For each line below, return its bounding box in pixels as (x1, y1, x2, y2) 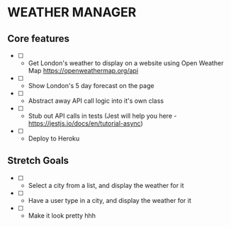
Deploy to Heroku (28, 134, 80, 143)
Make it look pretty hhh (28, 211, 96, 220)
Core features (7, 33, 69, 45)
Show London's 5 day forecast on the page (28, 82, 154, 89)
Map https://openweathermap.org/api (28, 67, 139, 74)
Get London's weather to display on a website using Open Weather (28, 59, 224, 67)
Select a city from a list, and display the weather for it (28, 181, 184, 189)
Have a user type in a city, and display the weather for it (28, 196, 191, 204)
